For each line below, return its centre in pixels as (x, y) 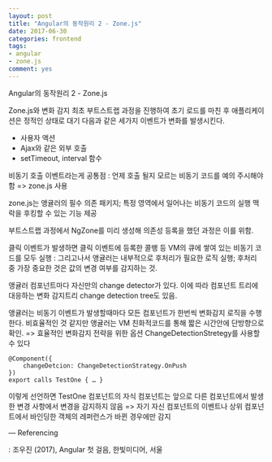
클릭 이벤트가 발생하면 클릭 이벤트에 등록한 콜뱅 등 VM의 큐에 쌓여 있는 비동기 (131, 247)
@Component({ (30, 359)
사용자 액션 (38, 137)
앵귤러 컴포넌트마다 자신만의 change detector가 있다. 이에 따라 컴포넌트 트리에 (133, 285)
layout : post (30, 16)
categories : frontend (45, 39)
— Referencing (33, 433)
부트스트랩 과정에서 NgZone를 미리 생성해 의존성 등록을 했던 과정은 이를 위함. (131, 230)
